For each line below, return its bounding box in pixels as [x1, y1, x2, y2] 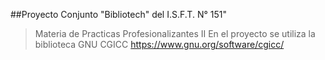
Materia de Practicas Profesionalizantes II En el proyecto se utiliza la [34, 28, 316, 39]
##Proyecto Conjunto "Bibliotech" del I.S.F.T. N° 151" [10, 9, 227, 20]
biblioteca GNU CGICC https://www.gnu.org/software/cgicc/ [34, 39, 285, 50]
